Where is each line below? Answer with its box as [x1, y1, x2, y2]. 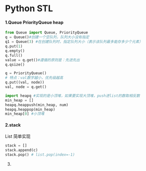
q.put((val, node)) [5, 80, 45, 85]
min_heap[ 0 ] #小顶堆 [5, 111, 45, 116]
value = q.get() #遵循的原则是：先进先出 [5, 57, 80, 63]
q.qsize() [5, 62, 25, 67]
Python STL [5, 3, 54, 14]
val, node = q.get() [5, 85, 47, 89]
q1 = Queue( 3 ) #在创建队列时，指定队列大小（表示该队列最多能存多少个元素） [5, 40, 143, 44]
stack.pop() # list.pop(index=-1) [5, 152, 75, 157]
